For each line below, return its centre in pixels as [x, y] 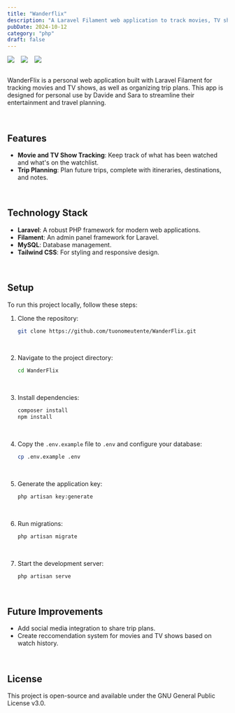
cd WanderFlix [38, 371]
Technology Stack [48, 213]
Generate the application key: [60, 483]
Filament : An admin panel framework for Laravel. [88, 237]
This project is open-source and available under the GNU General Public [111, 696]
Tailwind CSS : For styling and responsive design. [88, 252]
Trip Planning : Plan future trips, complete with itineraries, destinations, [119, 169]
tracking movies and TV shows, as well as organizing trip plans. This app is [115, 88]
